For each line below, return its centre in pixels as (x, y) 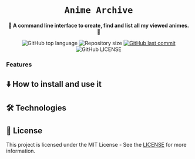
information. (21, 151)
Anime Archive (99, 10)
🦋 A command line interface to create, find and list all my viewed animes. (98, 25)
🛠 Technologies (36, 108)
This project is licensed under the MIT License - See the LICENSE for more (96, 145)
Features (19, 65)
